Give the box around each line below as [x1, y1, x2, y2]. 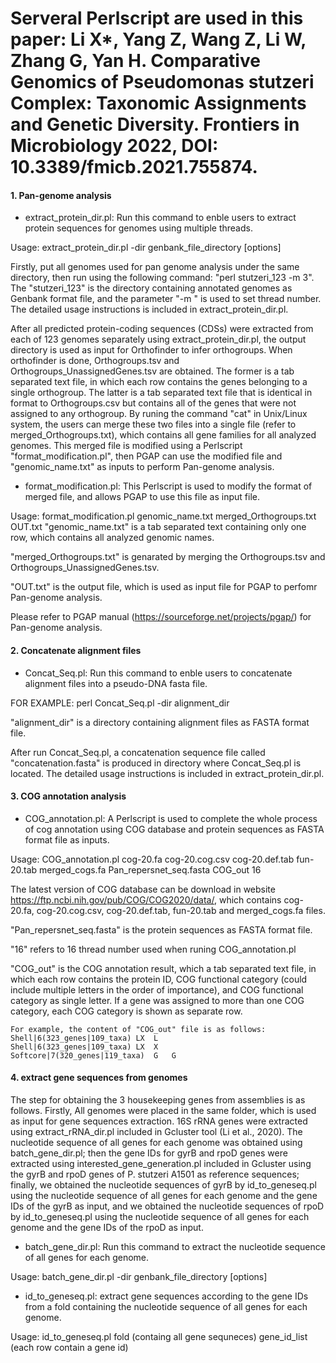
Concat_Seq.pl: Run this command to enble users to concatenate [24, 667, 293, 679]
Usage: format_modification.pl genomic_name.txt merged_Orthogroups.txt [10, 510, 317, 522]
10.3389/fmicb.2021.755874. [10, 156, 258, 179]
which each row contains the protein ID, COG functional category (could [10, 973, 308, 985]
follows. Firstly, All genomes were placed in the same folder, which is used [10, 1105, 317, 1116]
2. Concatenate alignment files [10, 644, 142, 656]
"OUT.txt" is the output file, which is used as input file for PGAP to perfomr [10, 581, 318, 593]
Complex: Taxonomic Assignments [10, 92, 307, 115]
